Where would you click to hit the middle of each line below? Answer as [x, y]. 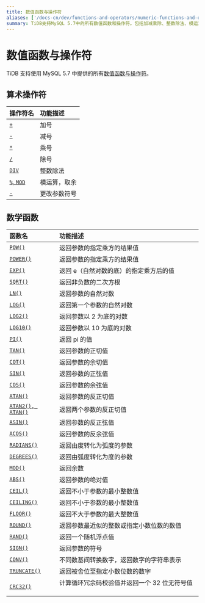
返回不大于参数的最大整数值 [99, 514]
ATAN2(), [22, 406]
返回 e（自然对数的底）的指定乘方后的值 [117, 270]
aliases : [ [20, 18]
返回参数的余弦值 [84, 385]
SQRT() [19, 282]
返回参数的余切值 [84, 362]
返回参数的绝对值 [84, 480]
